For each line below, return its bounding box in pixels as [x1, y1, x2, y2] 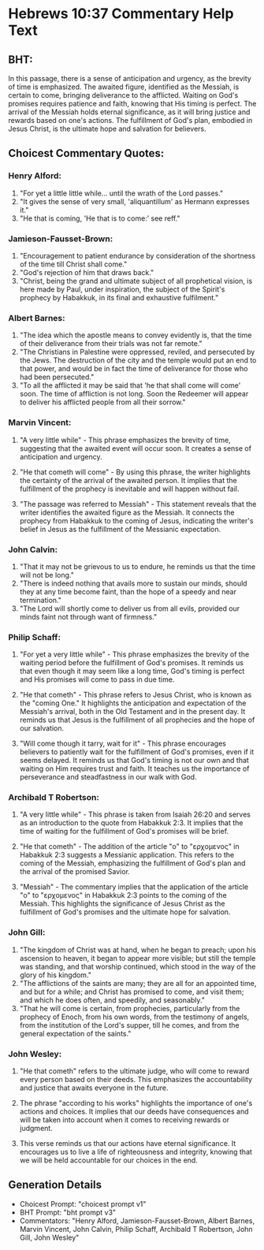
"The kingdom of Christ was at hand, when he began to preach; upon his [19, 945, 256, 954]
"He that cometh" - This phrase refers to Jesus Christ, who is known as [19, 690, 252, 700]
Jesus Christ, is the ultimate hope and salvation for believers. [8, 124, 206, 133]
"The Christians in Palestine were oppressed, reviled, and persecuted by [19, 348, 255, 357]
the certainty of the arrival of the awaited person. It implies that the [19, 475, 238, 485]
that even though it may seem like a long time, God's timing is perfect [19, 667, 245, 676]
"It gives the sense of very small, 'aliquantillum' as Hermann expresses [19, 196, 250, 206]
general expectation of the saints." [19, 1029, 132, 1038]
